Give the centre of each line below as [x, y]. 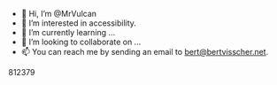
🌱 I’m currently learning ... [68, 32]
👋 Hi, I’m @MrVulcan [59, 14]
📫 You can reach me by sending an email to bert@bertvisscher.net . [145, 52]
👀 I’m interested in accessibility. [78, 23]
